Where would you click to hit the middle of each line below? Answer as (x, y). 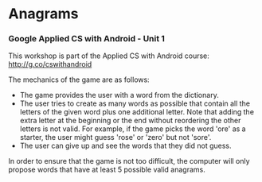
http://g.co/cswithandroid (50, 64)
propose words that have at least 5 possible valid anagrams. (107, 170)
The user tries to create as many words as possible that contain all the (135, 103)
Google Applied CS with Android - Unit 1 (87, 39)
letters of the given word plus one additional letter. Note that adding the (137, 112)
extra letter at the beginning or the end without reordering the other (130, 121)
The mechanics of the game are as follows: (79, 79)
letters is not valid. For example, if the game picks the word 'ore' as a (133, 129)
